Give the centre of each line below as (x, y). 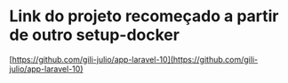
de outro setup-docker (95, 35)
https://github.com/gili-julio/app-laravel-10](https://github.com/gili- (135, 59)
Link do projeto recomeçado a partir (144, 16)
